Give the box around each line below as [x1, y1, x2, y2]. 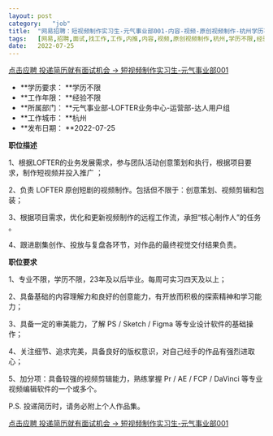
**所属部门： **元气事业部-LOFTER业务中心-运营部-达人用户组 [19, 103, 231, 113]
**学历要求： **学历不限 [19, 83, 102, 93]
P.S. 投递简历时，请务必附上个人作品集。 [8, 401, 145, 411]
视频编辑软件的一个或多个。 [8, 384, 102, 394]
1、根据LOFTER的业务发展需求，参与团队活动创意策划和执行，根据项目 [8, 158, 245, 167]
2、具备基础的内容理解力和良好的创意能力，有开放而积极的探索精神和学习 [8, 291, 255, 301]
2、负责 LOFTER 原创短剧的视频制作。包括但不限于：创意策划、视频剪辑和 [8, 185, 258, 195]
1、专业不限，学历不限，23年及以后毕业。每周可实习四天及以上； [8, 274, 227, 284]
